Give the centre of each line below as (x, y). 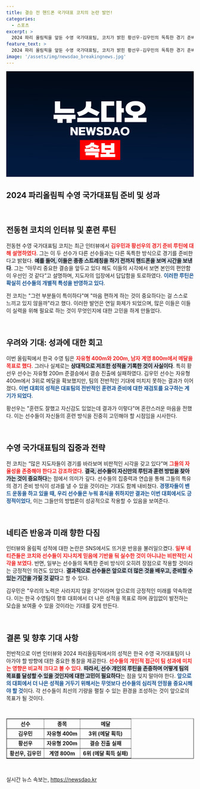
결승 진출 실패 (106, 744)
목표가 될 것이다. (25, 698)
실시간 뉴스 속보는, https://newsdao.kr (51, 779)
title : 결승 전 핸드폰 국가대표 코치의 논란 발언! (60, 13)
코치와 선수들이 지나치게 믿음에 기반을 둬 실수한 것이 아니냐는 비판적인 (106, 556)
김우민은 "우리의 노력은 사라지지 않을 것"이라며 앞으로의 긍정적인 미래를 (89, 591)
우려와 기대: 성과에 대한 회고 (54, 343)
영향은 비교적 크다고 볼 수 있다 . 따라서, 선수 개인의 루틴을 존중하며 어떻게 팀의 (100, 668)
